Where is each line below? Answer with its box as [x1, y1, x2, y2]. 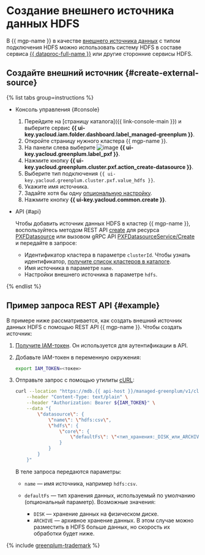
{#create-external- [125, 68, 199, 79]
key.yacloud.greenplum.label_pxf [24, 150, 113, 157]
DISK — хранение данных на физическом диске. [33, 510, 159, 518]
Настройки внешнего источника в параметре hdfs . [24, 271, 158, 278]
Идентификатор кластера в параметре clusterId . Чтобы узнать [24, 251, 191, 258]
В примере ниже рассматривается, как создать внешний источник [6, 317, 182, 324]
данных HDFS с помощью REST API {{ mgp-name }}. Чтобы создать [6, 323, 182, 330]
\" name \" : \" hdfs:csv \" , [48, 417, 112, 423]
